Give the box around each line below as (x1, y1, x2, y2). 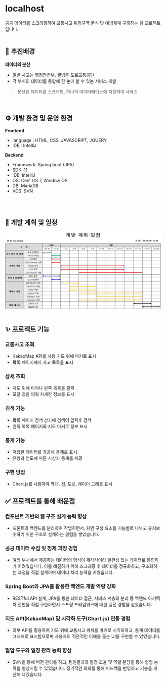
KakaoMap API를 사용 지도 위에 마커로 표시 (12, 353, 96, 359)
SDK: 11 (12, 167, 28, 173)
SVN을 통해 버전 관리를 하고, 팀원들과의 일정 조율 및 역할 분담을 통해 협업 (12, 659, 153, 665)
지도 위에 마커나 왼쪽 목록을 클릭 (12, 385, 75, 391)
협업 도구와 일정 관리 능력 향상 (5, 647, 72, 654)
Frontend (5, 127, 25, 134)
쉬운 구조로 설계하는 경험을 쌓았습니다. (25, 532, 100, 537)
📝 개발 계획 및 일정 (5, 218, 58, 227)
